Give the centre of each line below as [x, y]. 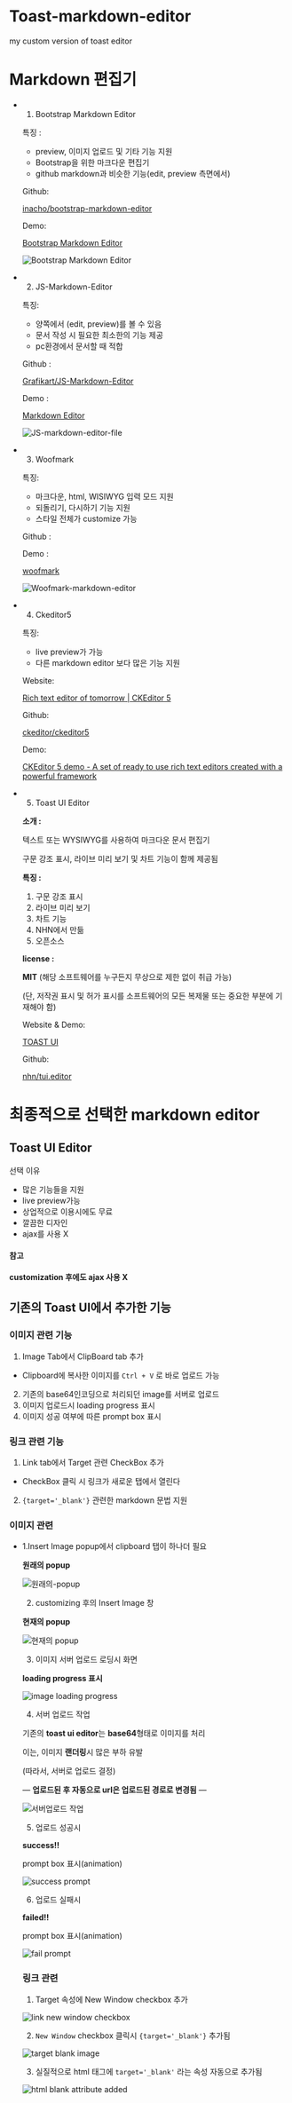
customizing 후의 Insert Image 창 [95, 1603]
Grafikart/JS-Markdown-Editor [78, 381]
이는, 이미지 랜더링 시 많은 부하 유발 [83, 1752]
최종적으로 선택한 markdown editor [134, 1115]
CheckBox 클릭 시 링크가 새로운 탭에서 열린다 [101, 1482]
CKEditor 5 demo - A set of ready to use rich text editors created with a [152, 766]
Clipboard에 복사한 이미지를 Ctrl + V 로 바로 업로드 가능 [121, 1375]
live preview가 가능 [69, 652]
